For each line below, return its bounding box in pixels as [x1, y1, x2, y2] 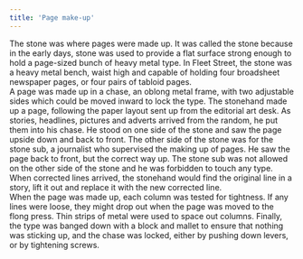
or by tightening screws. [9, 239, 99, 250]
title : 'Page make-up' [9, 13, 95, 23]
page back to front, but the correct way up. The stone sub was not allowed [9, 153, 289, 163]
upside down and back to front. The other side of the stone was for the [9, 134, 274, 144]
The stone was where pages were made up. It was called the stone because [9, 38, 294, 49]
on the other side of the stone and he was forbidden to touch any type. [9, 162, 273, 173]
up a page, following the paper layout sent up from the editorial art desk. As [9, 105, 291, 116]
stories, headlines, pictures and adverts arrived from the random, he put [9, 115, 279, 125]
